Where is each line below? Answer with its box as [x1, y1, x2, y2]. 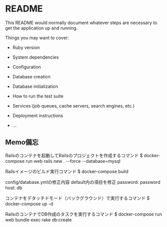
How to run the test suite [12, 93, 64, 99]
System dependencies [12, 54, 59, 60]
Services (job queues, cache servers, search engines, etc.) [12, 102, 135, 108]
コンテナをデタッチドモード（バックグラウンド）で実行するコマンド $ [5, 195, 150, 201]
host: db [5, 184, 23, 191]
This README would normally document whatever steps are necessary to [5, 20, 157, 26]
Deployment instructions [12, 112, 64, 119]
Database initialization [12, 83, 59, 89]
